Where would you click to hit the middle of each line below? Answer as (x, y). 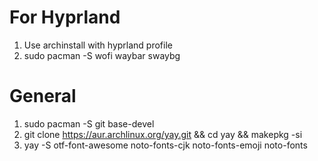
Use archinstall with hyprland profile (98, 45)
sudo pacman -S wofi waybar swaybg (102, 55)
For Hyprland (65, 17)
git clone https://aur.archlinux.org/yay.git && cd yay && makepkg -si (163, 134)
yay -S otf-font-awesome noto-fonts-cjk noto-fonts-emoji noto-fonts (165, 145)
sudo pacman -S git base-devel (89, 123)
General (43, 96)
